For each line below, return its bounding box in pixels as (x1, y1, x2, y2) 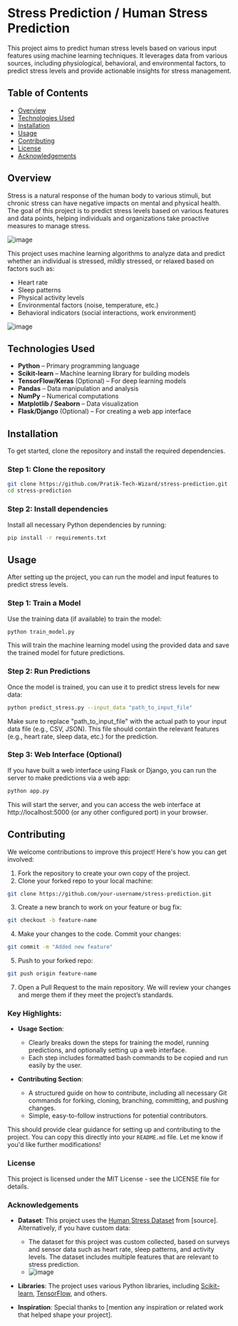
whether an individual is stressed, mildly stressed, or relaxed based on (7, 257, 214, 265)
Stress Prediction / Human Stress (7, 5, 208, 21)
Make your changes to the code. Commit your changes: (17, 930, 182, 938)
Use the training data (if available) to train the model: (7, 615, 162, 623)
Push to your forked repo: (17, 957, 93, 965)
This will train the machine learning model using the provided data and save (7, 641, 229, 649)
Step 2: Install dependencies (7, 504, 108, 514)
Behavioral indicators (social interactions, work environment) (17, 308, 197, 317)
